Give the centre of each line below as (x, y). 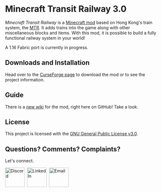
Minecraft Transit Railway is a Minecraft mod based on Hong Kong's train (79, 22)
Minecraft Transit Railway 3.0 (66, 9)
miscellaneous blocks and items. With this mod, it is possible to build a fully (81, 33)
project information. (25, 79)
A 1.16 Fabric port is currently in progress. (47, 47)
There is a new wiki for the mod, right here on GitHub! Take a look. (72, 107)
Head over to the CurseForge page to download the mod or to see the (75, 75)
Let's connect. (20, 161)
